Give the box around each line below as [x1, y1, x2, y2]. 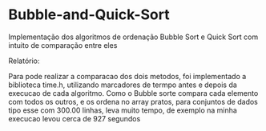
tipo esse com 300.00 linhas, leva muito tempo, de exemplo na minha [8, 105, 238, 115]
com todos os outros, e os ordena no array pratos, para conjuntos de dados [8, 97, 259, 106]
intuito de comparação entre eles [8, 40, 118, 50]
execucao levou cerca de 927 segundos [8, 113, 141, 123]
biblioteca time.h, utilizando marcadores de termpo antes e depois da [8, 80, 238, 89]
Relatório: [8, 56, 40, 65]
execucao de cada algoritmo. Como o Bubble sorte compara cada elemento [8, 88, 259, 97]
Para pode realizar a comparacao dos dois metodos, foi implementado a [8, 71, 247, 81]
